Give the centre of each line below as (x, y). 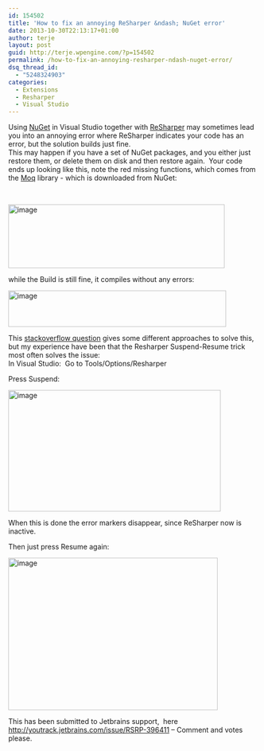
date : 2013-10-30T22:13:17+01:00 (64, 30)
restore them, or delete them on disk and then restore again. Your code (125, 161)
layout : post (30, 45)
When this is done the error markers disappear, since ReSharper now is (125, 523)
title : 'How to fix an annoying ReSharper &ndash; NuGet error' (117, 23)
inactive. (22, 531)
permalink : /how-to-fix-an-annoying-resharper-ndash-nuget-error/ (120, 61)
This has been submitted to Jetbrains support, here (93, 722)
